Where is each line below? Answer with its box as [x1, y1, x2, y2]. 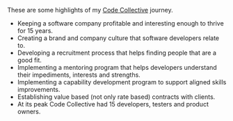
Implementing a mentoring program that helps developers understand [17, 64, 217, 71]
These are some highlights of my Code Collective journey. [7, 6, 173, 14]
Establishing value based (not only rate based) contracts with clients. [17, 93, 216, 101]
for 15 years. [17, 27, 54, 35]
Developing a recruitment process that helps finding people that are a [17, 48, 217, 57]
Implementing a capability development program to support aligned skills [17, 78, 227, 86]
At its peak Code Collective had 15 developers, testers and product [17, 100, 209, 108]
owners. [17, 107, 41, 115]
